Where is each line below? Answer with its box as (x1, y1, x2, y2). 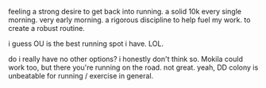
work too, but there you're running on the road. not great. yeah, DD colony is (8, 63, 259, 72)
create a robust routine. (8, 24, 85, 33)
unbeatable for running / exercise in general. (8, 71, 154, 80)
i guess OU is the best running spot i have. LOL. (8, 39, 164, 48)
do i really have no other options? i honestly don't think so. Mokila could (8, 55, 244, 63)
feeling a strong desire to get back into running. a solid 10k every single (8, 7, 242, 16)
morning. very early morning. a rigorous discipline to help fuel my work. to (8, 15, 251, 25)
